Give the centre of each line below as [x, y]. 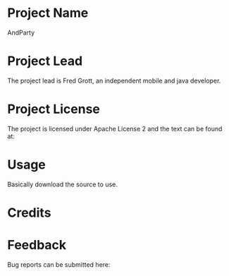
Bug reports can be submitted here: [59, 264]
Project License [54, 109]
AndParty [21, 32]
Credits [29, 212]
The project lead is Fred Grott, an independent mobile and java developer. [114, 80]
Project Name [48, 13]
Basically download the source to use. [62, 184]
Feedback [37, 245]
